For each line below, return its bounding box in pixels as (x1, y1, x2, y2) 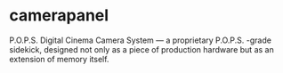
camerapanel (9, 5, 109, 26)
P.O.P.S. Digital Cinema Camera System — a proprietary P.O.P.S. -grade (9, 35, 271, 45)
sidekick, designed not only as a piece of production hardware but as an (9, 44, 274, 54)
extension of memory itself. (9, 53, 109, 64)
